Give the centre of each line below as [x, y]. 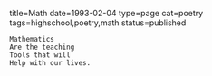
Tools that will [40, 55]
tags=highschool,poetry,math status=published [98, 23]
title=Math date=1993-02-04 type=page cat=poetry [106, 13]
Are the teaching [42, 47]
